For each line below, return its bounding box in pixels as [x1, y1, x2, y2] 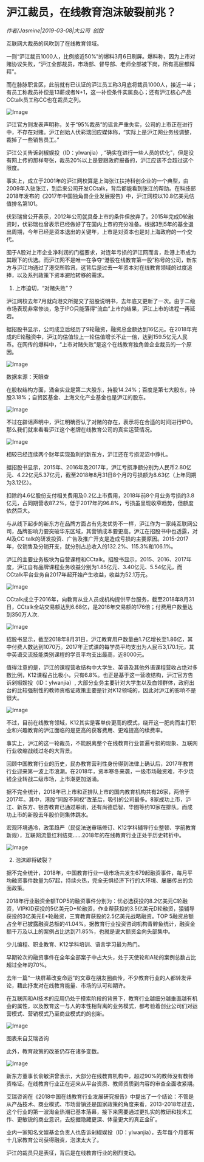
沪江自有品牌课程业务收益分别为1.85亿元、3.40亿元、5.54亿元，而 [16, 563, 183, 570]
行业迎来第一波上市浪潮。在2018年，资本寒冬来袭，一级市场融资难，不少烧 [6, 768, 194, 775]
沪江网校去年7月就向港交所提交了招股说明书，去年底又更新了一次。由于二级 [6, 297, 195, 304]
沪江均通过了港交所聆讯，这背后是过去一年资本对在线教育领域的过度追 [16, 264, 192, 271]
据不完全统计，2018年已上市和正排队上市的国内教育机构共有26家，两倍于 [6, 788, 190, 795]
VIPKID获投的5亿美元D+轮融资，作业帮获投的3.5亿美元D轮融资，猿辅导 [16, 905, 195, 912]
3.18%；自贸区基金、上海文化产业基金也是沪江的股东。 [11, 393, 149, 401]
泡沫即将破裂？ [15, 856, 53, 863]
